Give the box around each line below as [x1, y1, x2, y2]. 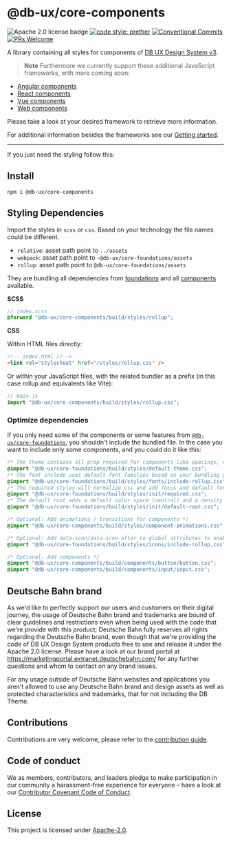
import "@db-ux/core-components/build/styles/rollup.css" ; [7, 399, 180, 406]
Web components [16, 104, 67, 112]
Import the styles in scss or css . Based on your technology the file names [7, 225, 214, 234]
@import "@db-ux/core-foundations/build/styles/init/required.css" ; [7, 491, 208, 497]
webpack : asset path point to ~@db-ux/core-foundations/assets [16, 253, 192, 262]
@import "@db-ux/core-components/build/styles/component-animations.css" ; [7, 522, 226, 529]
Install [7, 170, 34, 182]
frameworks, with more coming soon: [23, 69, 131, 77]
